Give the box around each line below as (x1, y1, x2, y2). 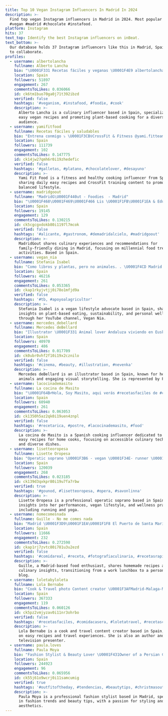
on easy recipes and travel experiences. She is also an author (18, 634, 155, 639)
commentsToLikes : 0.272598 (14, 540, 70, 545)
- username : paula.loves (9, 643, 61, 648)
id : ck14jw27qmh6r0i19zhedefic (14, 157, 79, 162)
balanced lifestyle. (18, 185, 61, 190)
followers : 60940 (14, 400, 50, 405)
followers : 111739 (14, 143, 52, 148)
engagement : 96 (14, 666, 46, 671)
